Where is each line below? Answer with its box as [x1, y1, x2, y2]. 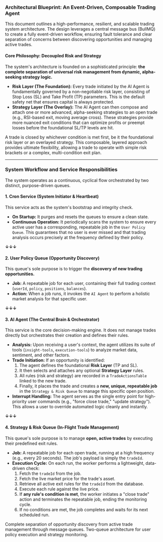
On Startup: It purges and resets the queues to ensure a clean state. [12, 214, 149, 220]
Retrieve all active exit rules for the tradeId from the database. [19, 481, 144, 487]
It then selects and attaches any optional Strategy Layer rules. [19, 367, 145, 373]
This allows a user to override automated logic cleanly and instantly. [12, 404, 148, 410]
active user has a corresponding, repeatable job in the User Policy [12, 224, 146, 230]
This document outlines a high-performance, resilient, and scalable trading [5, 21, 155, 27]
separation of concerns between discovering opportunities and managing [5, 36, 152, 42]
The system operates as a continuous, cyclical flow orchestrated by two [5, 177, 149, 183]
